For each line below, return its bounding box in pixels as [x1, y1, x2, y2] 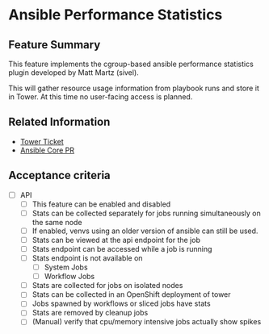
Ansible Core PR [19, 145, 75, 155]
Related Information [8, 115, 111, 129]
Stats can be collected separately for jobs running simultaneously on [32, 208, 261, 218]
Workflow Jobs [44, 272, 95, 282]
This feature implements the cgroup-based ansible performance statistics [8, 59, 254, 69]
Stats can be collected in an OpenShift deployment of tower [32, 290, 232, 299]
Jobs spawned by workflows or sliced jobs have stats [32, 299, 212, 308]
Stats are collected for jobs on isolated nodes [32, 281, 183, 290]
